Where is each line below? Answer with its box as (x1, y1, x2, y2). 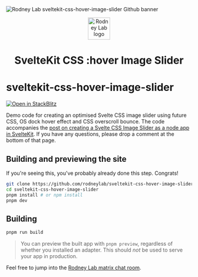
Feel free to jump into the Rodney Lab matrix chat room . (6, 264, 141, 271)
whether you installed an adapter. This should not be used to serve (20, 246, 183, 253)
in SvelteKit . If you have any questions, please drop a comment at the (6, 131, 175, 138)
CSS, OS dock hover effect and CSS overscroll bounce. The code (6, 118, 165, 125)
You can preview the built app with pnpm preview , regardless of (20, 240, 173, 247)
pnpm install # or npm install (6, 192, 83, 198)
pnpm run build (6, 230, 44, 236)
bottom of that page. (6, 137, 56, 144)
